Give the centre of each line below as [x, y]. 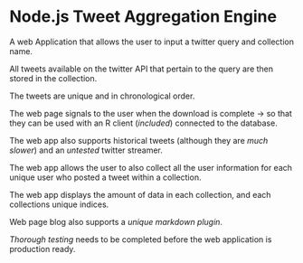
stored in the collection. [53, 78]
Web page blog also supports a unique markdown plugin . [116, 221]
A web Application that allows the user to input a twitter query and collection [151, 42]
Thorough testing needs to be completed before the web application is [141, 239]
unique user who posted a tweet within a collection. [105, 177]
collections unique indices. [59, 204]
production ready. [43, 249]
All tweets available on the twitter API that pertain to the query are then [142, 69]
